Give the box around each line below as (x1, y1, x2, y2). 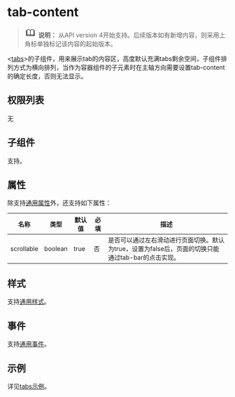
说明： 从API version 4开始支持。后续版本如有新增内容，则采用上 (38, 31, 226, 39)
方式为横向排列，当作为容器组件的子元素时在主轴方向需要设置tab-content (13, 63, 225, 71)
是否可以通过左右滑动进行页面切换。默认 (108, 236, 225, 245)
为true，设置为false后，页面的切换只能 (108, 245, 220, 253)
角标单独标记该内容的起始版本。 (24, 39, 117, 48)
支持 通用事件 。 (7, 340, 50, 348)
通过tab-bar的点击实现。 (108, 253, 180, 262)
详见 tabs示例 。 (7, 382, 51, 391)
